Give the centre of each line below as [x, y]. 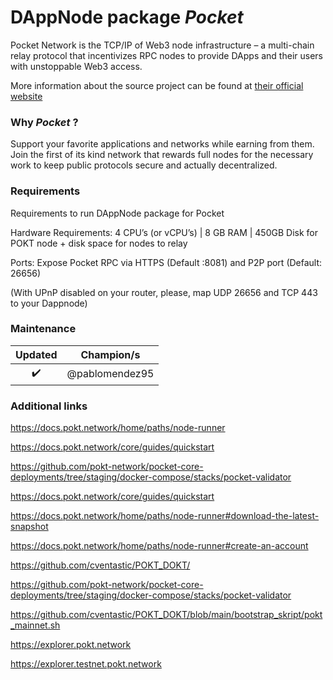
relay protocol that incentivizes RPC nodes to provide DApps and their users [166, 55]
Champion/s [110, 354]
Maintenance [43, 329]
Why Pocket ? [44, 122]
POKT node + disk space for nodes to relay [99, 243]
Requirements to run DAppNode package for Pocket [117, 213]
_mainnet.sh [35, 625]
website [26, 96]
